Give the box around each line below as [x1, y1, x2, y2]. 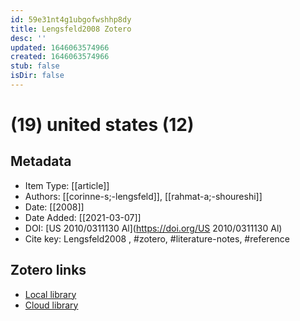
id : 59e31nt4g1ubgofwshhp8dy [10, 14, 132, 25]
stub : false [10, 61, 60, 71]
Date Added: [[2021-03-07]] [24, 211, 142, 223]
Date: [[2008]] [24, 201, 85, 213]
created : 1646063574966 [10, 52, 110, 62]
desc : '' [10, 33, 47, 43]
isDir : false [10, 71, 65, 81]
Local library [24, 288, 77, 300]
